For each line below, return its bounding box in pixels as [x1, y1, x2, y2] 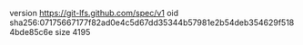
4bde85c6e [9, 27, 54, 37]
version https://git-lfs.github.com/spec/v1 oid [9, 8, 179, 18]
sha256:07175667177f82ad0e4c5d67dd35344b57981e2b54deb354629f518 [9, 17, 295, 28]
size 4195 [55, 27, 91, 37]
